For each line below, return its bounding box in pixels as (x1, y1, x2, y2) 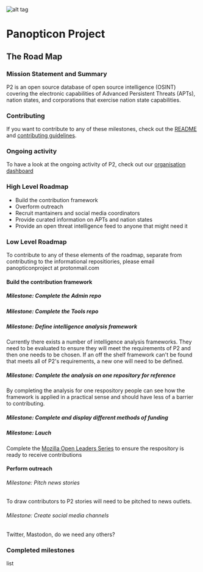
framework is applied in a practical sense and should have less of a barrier (6, 394, 194, 401)
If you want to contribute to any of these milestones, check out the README (6, 125, 197, 133)
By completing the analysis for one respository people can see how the (6, 387, 185, 394)
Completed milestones (6, 546, 75, 554)
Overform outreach (15, 203, 64, 210)
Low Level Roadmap (6, 238, 67, 246)
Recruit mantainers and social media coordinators (15, 209, 140, 216)
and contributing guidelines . (6, 132, 77, 139)
